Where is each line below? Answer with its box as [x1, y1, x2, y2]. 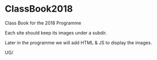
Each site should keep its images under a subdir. [5, 29, 107, 36]
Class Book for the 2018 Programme [5, 20, 82, 26]
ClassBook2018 [5, 3, 73, 15]
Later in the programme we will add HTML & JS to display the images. [5, 39, 152, 46]
